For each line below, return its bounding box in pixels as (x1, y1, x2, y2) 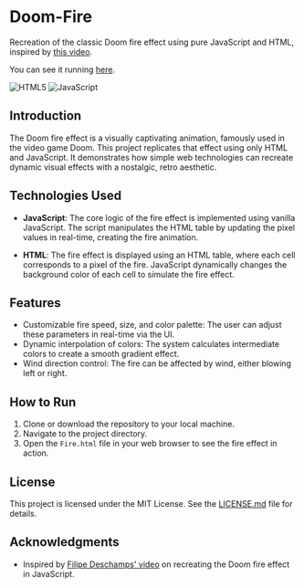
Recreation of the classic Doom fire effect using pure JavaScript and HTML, (9, 37, 295, 47)
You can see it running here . (9, 64, 116, 75)
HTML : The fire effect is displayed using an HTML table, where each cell (22, 249, 296, 260)
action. (22, 447, 49, 458)
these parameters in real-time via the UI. (22, 329, 175, 340)
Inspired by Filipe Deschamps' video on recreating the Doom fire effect (22, 559, 290, 570)
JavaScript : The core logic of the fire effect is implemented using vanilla (22, 212, 296, 223)
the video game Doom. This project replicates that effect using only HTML (9, 142, 288, 152)
